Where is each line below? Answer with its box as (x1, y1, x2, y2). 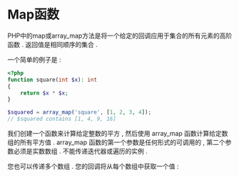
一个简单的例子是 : (7, 55, 61, 64)
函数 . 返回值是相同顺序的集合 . (7, 40, 98, 48)
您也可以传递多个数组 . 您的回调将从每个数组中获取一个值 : (7, 162, 179, 171)
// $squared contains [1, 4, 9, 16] (7, 115, 116, 123)
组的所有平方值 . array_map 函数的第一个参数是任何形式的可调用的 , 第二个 (7, 138, 226, 146)
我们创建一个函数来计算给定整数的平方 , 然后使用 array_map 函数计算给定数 (7, 129, 228, 138)
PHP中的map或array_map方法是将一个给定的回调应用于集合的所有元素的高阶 (7, 31, 233, 40)
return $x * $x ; (20, 90, 69, 97)
